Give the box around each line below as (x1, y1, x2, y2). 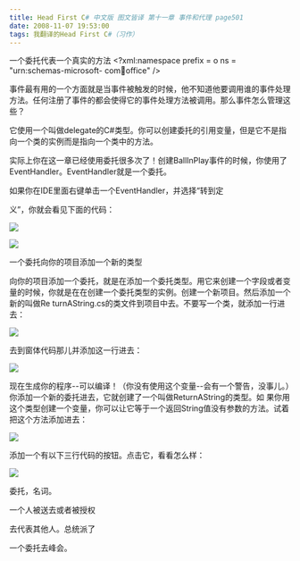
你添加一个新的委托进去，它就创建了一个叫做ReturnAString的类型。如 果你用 (9, 392, 290, 403)
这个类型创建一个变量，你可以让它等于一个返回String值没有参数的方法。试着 (9, 403, 290, 414)
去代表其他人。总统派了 (9, 523, 96, 534)
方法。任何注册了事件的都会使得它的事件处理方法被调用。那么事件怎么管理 (9, 95, 283, 105)
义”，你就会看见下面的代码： (9, 205, 115, 215)
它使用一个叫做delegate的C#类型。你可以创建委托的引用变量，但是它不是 (9, 125, 279, 136)
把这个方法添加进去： (9, 414, 87, 425)
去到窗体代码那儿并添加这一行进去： (9, 345, 143, 356)
